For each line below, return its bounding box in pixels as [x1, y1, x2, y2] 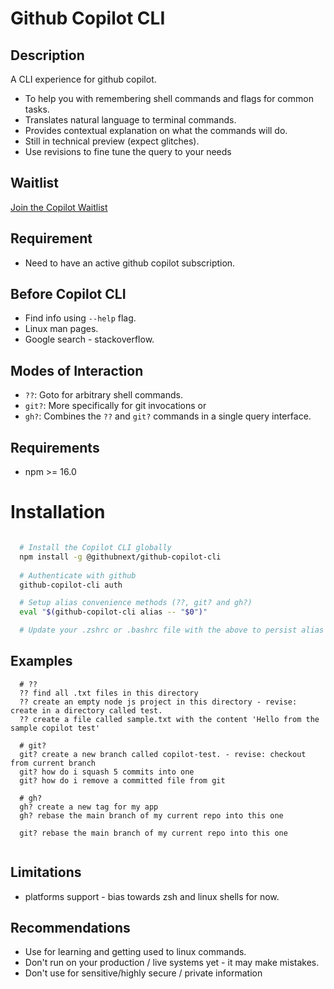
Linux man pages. [24, 323, 99, 335]
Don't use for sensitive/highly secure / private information [24, 967, 263, 979]
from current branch [10, 758, 97, 768]
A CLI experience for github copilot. [10, 73, 157, 85]
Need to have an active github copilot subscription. [24, 257, 236, 269]
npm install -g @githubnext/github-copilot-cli [19, 552, 222, 562]
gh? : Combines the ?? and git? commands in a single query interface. [24, 410, 312, 422]
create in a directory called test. [10, 705, 163, 716]
